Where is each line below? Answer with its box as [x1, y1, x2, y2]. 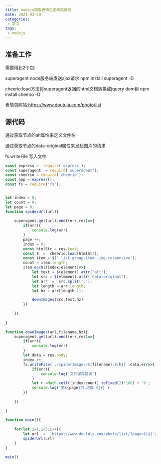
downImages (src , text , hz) [31, 297, 84, 302]
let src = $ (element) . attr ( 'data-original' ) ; [31, 274, 128, 279]
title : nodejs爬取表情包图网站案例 [5, 7, 71, 12]
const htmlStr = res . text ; [23, 246, 79, 251]
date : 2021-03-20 [5, 12, 41, 17]
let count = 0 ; [5, 199, 37, 205]
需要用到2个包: [5, 64, 36, 70]
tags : [5, 26, 16, 31]
